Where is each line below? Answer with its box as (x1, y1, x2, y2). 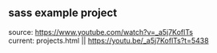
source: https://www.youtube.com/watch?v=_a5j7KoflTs (8, 27, 194, 36)
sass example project (8, 6, 118, 20)
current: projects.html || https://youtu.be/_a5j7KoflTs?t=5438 (8, 36, 210, 45)
